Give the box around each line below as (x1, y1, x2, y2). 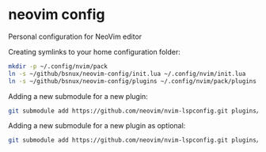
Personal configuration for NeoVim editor (8, 32, 142, 41)
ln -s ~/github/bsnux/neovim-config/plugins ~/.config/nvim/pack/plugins (8, 77, 257, 85)
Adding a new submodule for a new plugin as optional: (8, 121, 186, 131)
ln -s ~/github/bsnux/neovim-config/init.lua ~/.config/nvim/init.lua (8, 70, 246, 78)
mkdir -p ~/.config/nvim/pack (8, 62, 108, 70)
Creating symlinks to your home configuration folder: (8, 47, 180, 56)
